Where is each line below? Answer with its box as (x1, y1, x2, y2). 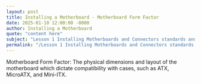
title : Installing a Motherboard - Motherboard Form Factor (6, 14, 160, 20)
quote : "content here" (6, 31, 63, 37)
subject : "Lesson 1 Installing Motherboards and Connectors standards (6, 36, 186, 42)
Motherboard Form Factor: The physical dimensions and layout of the (6, 58, 178, 66)
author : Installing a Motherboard (6, 25, 93, 32)
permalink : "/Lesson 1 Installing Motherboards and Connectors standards (6, 42, 194, 48)
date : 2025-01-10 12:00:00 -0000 (6, 20, 90, 26)
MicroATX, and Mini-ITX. (6, 71, 67, 78)
